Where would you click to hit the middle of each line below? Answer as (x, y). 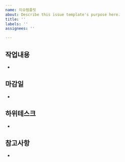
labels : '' (17, 24)
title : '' (16, 19)
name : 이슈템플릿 (21, 10)
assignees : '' (20, 29)
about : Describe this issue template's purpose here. (63, 15)
